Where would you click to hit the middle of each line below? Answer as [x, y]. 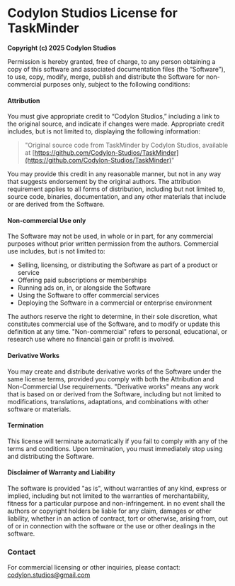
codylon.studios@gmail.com [49, 575]
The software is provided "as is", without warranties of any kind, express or [117, 488]
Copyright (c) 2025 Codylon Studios [62, 48]
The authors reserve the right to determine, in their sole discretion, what [112, 317]
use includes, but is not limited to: [56, 251]
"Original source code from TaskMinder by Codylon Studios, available [126, 145]
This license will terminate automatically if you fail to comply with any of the [117, 441]
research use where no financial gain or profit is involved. [91, 340]
